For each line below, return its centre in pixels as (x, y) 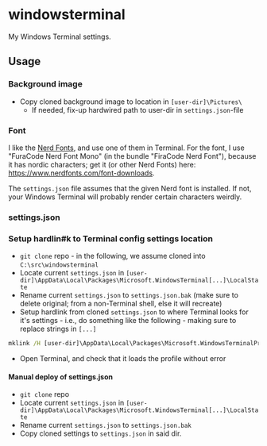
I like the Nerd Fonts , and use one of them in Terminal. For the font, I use (126, 148)
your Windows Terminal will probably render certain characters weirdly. (125, 197)
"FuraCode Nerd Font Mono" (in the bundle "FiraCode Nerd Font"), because (132, 156)
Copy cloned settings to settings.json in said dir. (101, 433)
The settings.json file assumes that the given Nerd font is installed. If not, (130, 188)
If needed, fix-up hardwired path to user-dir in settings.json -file (137, 110)
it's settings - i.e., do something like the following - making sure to (128, 321)
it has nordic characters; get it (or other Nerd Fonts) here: (102, 164)
